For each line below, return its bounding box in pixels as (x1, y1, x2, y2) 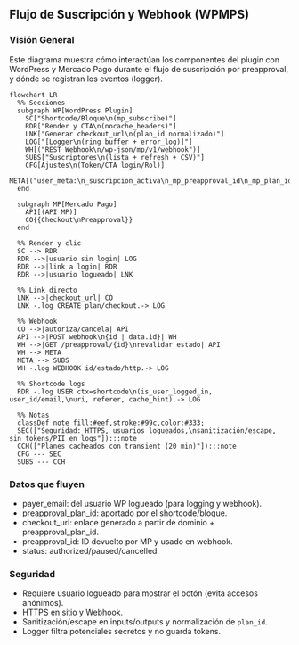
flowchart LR (9, 90, 58, 99)
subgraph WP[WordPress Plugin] (17, 106, 133, 115)
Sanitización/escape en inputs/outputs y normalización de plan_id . (21, 616, 269, 627)
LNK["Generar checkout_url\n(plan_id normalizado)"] (25, 129, 225, 138)
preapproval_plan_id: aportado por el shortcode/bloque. (21, 508, 228, 518)
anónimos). (21, 598, 64, 608)
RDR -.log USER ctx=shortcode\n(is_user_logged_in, (17, 387, 214, 396)
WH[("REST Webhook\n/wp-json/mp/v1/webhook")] (25, 145, 201, 154)
